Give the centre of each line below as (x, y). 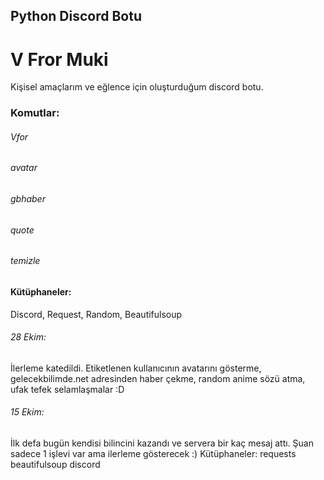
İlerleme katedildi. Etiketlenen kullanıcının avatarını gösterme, (136, 368)
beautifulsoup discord (55, 464)
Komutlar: (35, 113)
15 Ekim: (27, 412)
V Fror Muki (59, 59)
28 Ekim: (28, 337)
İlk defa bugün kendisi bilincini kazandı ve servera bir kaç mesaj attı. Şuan (162, 443)
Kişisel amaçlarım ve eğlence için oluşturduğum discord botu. (137, 87)
